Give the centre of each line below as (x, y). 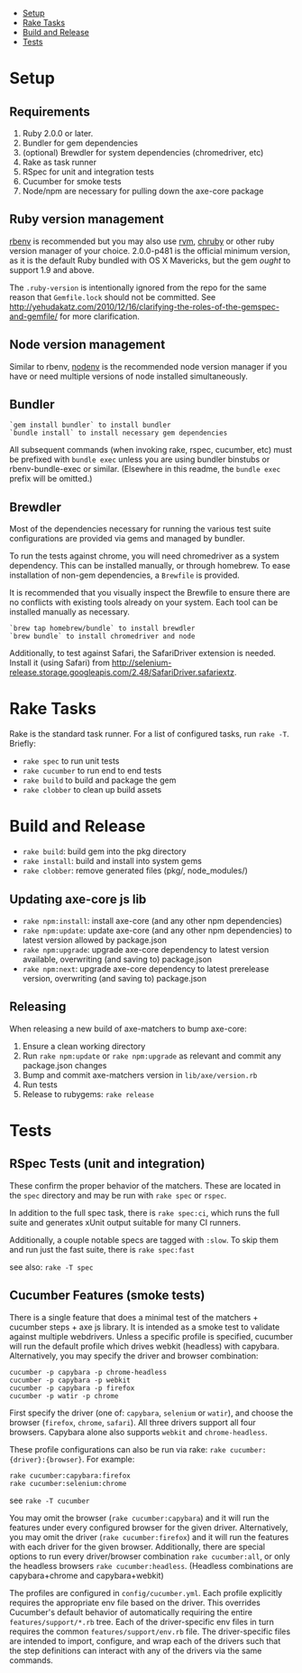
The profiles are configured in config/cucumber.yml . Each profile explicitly (146, 1593)
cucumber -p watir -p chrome (64, 1396)
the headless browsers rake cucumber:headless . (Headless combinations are (151, 1565)
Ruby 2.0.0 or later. (58, 133)
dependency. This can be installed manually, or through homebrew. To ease (150, 566)
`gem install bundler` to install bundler (90, 425)
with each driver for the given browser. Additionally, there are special (137, 1546)
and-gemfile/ (34, 316)
